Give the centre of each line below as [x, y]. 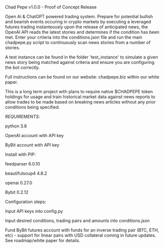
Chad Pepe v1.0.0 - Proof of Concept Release [51, 7]
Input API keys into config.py [34, 211]
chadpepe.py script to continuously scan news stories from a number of [78, 42]
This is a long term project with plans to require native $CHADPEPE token [79, 92]
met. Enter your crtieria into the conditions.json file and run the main [74, 37]
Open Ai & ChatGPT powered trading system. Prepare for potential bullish [79, 16]
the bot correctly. [23, 67]
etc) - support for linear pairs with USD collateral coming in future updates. [81, 235]
